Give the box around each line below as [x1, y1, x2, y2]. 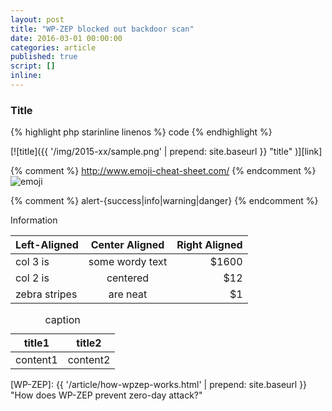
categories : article [10, 42, 97, 53]
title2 [76, 336, 102, 350]
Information [10, 214, 58, 226]
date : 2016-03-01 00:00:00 [10, 33, 123, 43]
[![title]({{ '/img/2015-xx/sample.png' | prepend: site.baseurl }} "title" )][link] [10, 146, 323, 158]
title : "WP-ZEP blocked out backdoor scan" [10, 24, 195, 34]
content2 [67, 353, 111, 367]
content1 [15, 353, 58, 367]
